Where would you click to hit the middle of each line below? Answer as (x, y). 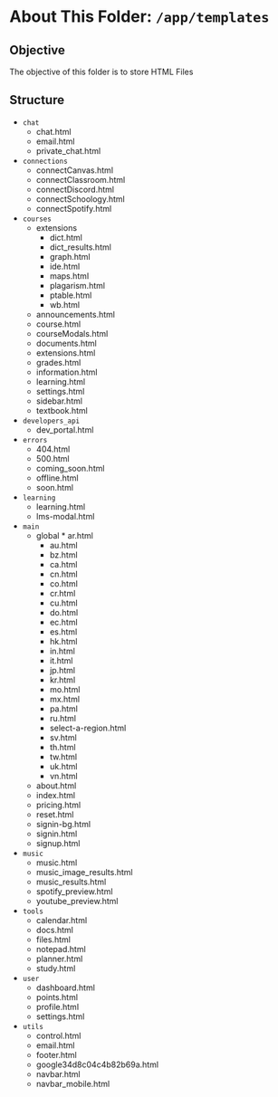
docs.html (55, 930)
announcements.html (76, 314)
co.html (64, 583)
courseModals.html (72, 333)
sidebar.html (59, 401)
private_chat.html (68, 150)
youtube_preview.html (77, 901)
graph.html (70, 256)
